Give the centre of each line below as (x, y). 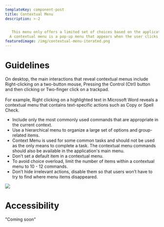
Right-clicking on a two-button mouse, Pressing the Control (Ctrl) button (78, 84)
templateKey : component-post (35, 10)
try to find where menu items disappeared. (55, 177)
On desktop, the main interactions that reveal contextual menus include (77, 79)
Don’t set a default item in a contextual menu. (58, 156)
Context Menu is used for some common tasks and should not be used (83, 140)
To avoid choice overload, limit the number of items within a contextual (83, 161)
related (19, 135)
